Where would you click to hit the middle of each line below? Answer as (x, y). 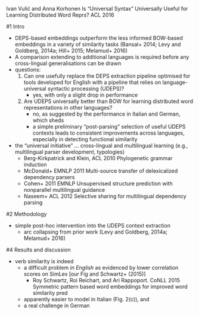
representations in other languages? (68, 107)
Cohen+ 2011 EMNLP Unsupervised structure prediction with (98, 183)
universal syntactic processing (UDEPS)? (74, 88)
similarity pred (50, 293)
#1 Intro (15, 26)
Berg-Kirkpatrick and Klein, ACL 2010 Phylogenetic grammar (98, 158)
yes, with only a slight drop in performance (85, 95)
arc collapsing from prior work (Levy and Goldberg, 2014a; (96, 232)
